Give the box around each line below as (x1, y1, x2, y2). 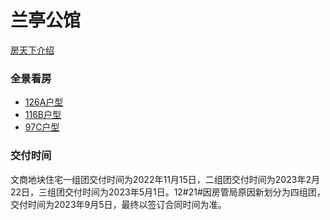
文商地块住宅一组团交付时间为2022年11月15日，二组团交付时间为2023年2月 (10, 173, 320, 185)
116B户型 (24, 109, 62, 121)
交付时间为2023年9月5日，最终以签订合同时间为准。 (10, 198, 227, 210)
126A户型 (24, 96, 64, 108)
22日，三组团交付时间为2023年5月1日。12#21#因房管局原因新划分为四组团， (10, 186, 326, 198)
